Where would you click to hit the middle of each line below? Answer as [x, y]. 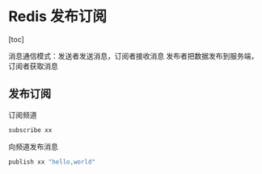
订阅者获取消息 [33, 66]
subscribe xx [30, 130]
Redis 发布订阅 [58, 17]
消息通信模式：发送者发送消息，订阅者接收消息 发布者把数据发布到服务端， [133, 56]
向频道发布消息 [33, 147]
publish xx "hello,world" [52, 162]
